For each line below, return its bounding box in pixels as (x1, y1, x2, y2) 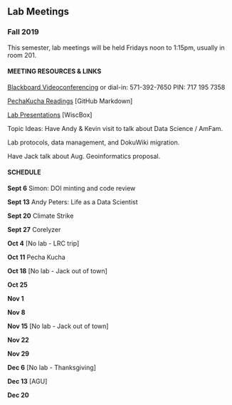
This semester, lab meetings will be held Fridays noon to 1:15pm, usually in (7, 43, 226, 52)
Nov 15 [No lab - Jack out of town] (7, 322, 109, 330)
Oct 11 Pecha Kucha (7, 253, 65, 262)
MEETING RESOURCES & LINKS (7, 67, 102, 75)
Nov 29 (7, 349, 30, 358)
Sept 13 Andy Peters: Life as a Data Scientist (7, 198, 138, 206)
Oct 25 (7, 280, 28, 289)
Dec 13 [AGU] (7, 377, 48, 386)
